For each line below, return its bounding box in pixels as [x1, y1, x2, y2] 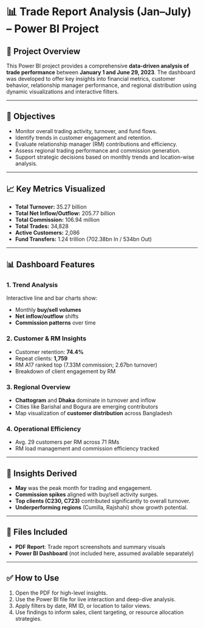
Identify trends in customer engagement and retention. [15, 134, 152, 141]
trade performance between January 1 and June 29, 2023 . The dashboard [6, 69, 195, 76]
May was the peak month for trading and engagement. [15, 485, 152, 492]
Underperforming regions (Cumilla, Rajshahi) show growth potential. [15, 504, 188, 511]
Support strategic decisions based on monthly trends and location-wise [15, 153, 195, 160]
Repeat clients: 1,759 [15, 354, 68, 362]
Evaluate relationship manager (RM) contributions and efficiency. [15, 140, 178, 148]
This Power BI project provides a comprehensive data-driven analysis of [6, 62, 189, 69]
